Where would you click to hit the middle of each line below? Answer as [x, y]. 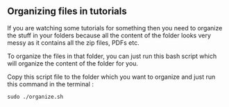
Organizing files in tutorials [67, 11]
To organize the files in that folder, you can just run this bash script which [112, 56]
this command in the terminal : [50, 84]
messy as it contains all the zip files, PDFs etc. [74, 42]
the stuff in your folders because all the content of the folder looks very [109, 35]
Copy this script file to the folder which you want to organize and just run [111, 77]
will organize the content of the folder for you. [73, 63]
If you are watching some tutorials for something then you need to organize [115, 28]
